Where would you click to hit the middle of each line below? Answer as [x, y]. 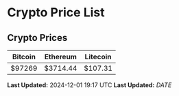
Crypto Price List [56, 13]
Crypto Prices [37, 38]
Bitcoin [24, 57]
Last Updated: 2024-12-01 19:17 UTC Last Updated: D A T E [89, 85]
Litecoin [98, 57]
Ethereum [61, 57]
